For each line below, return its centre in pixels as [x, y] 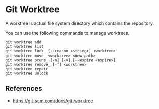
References [24, 89]
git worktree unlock [27, 73]
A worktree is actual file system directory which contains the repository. [80, 23]
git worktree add [23, 42]
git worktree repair [27, 69]
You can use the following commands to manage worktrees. [67, 33]
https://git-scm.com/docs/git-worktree [53, 101]
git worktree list [24, 46]
